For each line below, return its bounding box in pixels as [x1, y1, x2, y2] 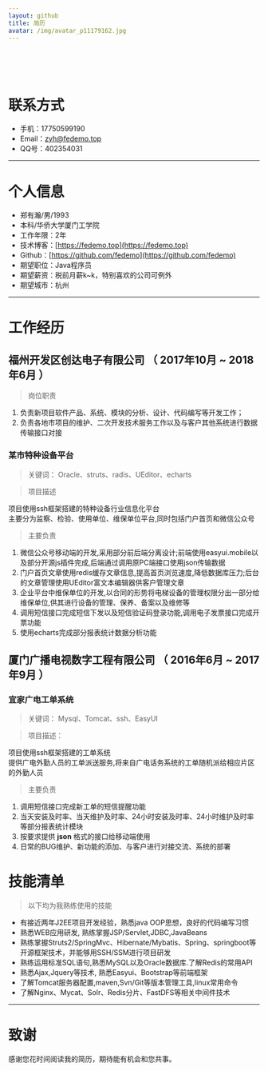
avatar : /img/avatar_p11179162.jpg [8, 26, 127, 34]
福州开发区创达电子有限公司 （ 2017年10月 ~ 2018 [8, 353, 254, 366]
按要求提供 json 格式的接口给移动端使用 [19, 832, 151, 841]
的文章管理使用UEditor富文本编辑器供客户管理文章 [19, 577, 185, 587]
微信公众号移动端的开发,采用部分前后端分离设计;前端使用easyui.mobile [19, 547, 252, 557]
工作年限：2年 [19, 230, 67, 240]
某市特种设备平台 [8, 450, 74, 461]
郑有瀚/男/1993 [19, 210, 69, 220]
